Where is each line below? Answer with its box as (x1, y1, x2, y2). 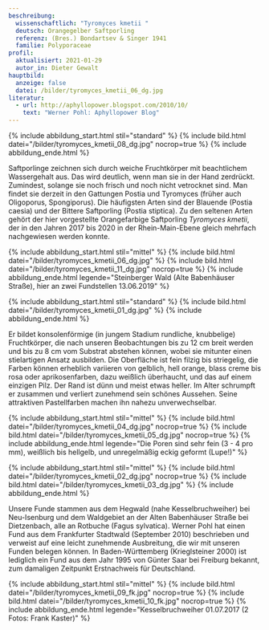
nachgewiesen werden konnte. (8, 232, 110, 241)
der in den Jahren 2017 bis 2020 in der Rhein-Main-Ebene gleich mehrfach (8, 223, 257, 233)
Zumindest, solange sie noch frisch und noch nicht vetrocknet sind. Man (8, 181, 248, 189)
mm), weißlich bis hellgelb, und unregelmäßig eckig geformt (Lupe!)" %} (8, 447, 248, 457)
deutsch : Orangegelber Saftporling (15, 26, 135, 35)
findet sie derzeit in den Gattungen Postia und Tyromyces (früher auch (8, 189, 243, 198)
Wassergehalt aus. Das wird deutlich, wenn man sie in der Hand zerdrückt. (8, 172, 255, 181)
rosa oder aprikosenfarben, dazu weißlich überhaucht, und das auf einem (8, 372, 251, 381)
